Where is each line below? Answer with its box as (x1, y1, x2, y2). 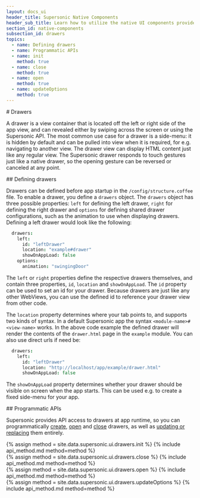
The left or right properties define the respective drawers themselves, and (6, 274, 193, 281)
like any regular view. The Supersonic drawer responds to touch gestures (6, 151, 186, 158)
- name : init (11, 53, 44, 59)
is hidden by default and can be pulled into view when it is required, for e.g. (6, 138, 191, 146)
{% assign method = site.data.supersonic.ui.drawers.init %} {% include (6, 441, 180, 448)
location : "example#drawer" (21, 247, 92, 253)
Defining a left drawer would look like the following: (6, 219, 132, 226)
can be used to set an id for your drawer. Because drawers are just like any (6, 287, 190, 294)
